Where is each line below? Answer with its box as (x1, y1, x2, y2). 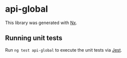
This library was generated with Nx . (5, 20, 77, 26)
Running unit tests (5, 34, 63, 42)
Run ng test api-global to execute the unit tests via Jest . (5, 47, 122, 53)
